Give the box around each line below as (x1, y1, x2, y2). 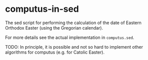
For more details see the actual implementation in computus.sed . (5, 34, 135, 40)
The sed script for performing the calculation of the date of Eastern (5, 20, 142, 26)
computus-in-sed (5, 3, 79, 15)
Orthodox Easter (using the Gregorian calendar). (5, 25, 104, 30)
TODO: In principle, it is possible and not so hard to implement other (5, 44, 143, 50)
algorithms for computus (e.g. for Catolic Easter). (5, 49, 105, 55)
